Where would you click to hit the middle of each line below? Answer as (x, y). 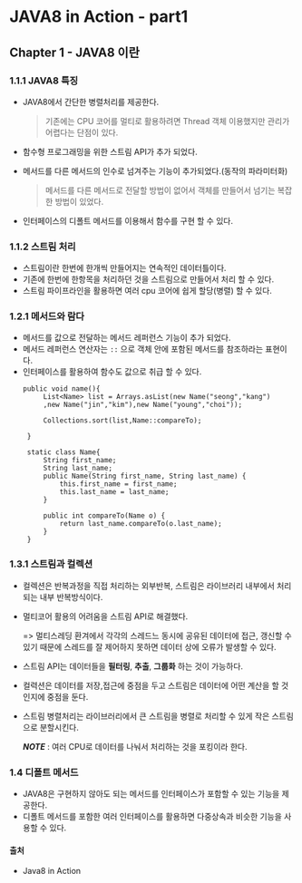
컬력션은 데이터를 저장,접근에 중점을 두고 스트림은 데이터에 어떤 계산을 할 (151, 685)
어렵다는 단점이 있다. (82, 132)
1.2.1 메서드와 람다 (47, 316)
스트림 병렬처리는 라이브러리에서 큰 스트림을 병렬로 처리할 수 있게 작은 (146, 716)
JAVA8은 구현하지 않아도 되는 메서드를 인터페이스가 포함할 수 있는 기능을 (151, 794)
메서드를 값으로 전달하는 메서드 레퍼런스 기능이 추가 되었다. (127, 338)
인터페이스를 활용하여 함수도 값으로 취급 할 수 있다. (112, 372)
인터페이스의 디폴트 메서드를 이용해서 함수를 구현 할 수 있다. (128, 220)
